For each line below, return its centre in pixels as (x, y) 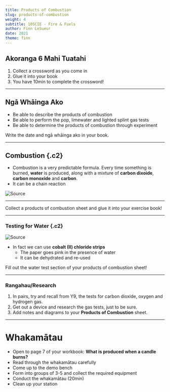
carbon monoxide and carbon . (45, 179)
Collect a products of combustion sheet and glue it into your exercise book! (84, 208)
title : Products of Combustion (38, 10)
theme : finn (18, 38)
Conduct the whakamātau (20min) (48, 378)
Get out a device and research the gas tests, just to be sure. (75, 307)
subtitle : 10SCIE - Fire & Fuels (40, 24)
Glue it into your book (35, 76)
